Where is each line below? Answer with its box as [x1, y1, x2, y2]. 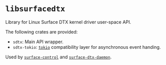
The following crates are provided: [5, 28, 78, 35]
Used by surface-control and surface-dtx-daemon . [5, 54, 112, 60]
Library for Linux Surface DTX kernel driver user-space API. [5, 19, 132, 25]
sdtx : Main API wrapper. [12, 39, 64, 45]
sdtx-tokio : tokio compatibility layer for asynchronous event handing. [12, 44, 161, 50]
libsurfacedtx [5, 4, 66, 14]
